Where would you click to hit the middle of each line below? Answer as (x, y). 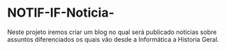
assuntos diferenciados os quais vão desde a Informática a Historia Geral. (113, 39)
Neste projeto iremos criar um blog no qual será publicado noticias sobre (112, 32)
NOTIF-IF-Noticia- (61, 13)
